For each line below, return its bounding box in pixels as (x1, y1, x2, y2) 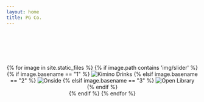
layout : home (6, 8, 40, 15)
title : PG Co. (6, 15, 43, 21)
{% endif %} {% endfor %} (69, 89, 136, 97)
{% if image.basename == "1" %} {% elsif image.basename (7, 70, 198, 78)
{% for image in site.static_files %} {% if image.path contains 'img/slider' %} (6, 64, 199, 71)
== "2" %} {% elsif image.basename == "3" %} (10, 76, 154, 84)
